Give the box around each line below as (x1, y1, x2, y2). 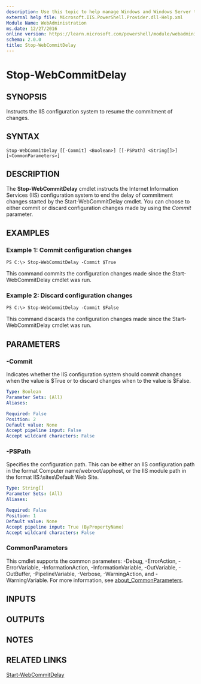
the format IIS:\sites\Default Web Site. (6, 473, 99, 481)
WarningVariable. (6, 577, 49, 584)
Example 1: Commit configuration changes (6, 245, 132, 254)
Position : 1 (6, 512, 36, 519)
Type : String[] (6, 485, 44, 491)
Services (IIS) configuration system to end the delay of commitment (6, 191, 173, 199)
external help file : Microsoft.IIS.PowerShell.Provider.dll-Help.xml (6, 14, 184, 20)
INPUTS (6, 594, 36, 604)
